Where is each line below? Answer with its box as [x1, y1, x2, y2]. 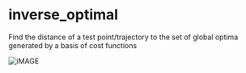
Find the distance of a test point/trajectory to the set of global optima [8, 32, 239, 42]
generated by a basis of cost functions [8, 40, 138, 50]
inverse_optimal [8, 6, 119, 24]
